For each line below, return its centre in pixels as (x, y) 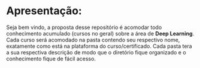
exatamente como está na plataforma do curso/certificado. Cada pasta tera (99, 46)
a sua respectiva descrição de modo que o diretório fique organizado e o (96, 52)
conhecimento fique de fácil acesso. (51, 59)
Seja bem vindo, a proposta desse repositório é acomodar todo (84, 27)
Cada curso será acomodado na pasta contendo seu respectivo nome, (93, 40)
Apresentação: (44, 11)
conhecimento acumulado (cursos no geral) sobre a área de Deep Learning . (100, 33)
